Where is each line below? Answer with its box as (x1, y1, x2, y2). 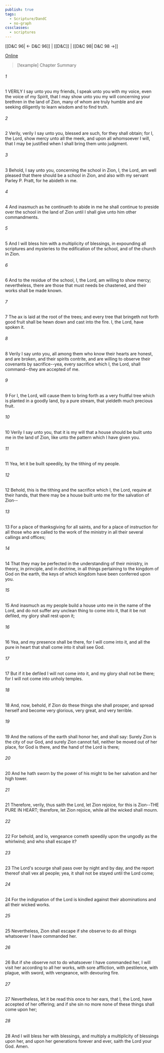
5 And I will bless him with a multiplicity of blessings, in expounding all (5, 240, 146, 247)
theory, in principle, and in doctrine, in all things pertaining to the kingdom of (5, 565, 159, 572)
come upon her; (5, 1007, 38, 1012)
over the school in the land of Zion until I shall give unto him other (5, 209, 137, 215)
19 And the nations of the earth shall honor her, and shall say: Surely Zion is (5, 733, 157, 739)
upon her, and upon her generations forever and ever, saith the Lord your (5, 1038, 152, 1044)
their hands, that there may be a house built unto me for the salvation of (5, 492, 149, 498)
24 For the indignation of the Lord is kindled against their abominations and (5, 896, 156, 902)
